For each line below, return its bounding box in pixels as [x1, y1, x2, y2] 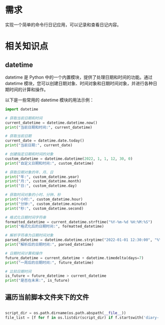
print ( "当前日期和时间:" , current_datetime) [5, 125, 92, 130]
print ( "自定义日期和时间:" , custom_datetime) [5, 161, 94, 166]
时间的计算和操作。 [9, 87, 48, 92]
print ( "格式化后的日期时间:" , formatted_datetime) [5, 224, 104, 229]
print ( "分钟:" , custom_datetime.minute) [5, 201, 87, 207]
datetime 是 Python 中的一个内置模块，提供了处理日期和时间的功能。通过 [5, 74, 153, 80]
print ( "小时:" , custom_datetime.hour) [5, 197, 83, 202]
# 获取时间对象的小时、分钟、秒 [5, 192, 61, 197]
